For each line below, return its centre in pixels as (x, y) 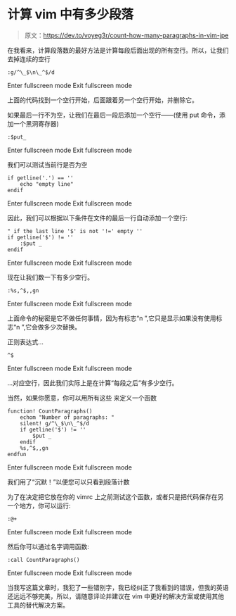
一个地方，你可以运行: (39, 505)
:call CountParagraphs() (44, 560)
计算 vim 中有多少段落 (71, 14)
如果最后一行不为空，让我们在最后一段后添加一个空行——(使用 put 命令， (113, 115)
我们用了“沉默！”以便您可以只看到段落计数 (68, 482)
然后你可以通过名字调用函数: (48, 546)
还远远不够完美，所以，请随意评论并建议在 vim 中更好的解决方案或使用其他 (116, 596)
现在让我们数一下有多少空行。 (50, 277)
